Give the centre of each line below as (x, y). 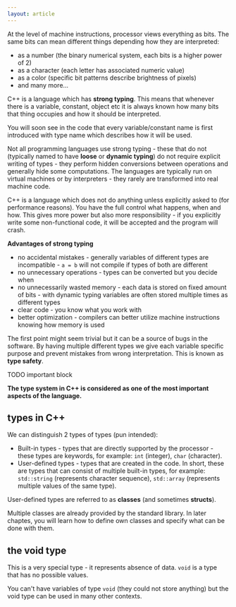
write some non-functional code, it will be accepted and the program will (113, 222)
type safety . (25, 361)
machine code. (29, 186)
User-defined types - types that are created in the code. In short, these (120, 464)
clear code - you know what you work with (80, 309)
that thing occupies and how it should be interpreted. (84, 114)
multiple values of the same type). (67, 486)
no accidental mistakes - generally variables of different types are (113, 257)
